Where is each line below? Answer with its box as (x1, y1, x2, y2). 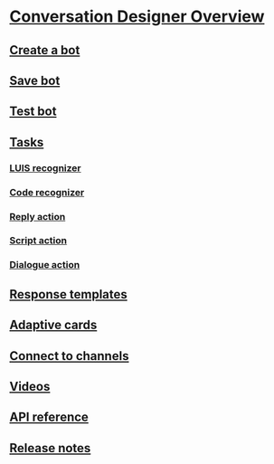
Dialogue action (9, 259, 80, 271)
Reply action (9, 210, 66, 223)
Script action (9, 234, 68, 247)
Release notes (9, 440, 91, 456)
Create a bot (9, 43, 80, 58)
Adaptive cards (9, 317, 98, 333)
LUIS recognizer (9, 161, 81, 174)
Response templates (9, 287, 128, 302)
